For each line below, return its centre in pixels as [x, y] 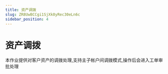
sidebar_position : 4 [27, 19]
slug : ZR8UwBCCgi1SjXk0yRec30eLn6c [43, 14]
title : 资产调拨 [21, 10]
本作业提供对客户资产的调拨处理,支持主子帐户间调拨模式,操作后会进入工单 [82, 60]
